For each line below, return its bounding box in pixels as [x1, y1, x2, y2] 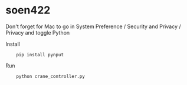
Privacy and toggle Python [5, 29, 70, 36]
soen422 [5, 4, 51, 17]
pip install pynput [16, 52, 64, 57]
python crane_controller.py [16, 73, 85, 79]
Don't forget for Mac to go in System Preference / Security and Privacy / [5, 23, 181, 30]
